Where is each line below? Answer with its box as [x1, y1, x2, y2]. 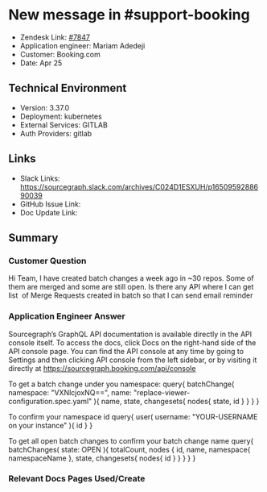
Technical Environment [8, 81, 127, 95]
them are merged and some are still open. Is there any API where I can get [8, 282, 254, 292]
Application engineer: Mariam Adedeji [19, 40, 146, 50]
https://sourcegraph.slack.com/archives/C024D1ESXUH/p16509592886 [19, 181, 259, 191]
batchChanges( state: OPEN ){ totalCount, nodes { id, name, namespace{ [8, 444, 251, 454]
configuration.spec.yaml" [8, 396, 92, 406]
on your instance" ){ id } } [8, 420, 93, 430]
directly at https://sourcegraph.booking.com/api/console [8, 363, 196, 373]
